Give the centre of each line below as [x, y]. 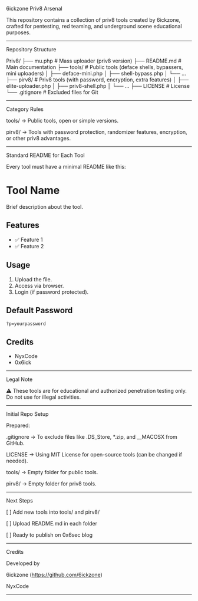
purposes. [19, 32]
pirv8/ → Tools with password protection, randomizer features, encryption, [97, 132]
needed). [17, 461]
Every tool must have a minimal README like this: [66, 167]
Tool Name [33, 191]
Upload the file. [33, 279]
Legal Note [19, 379]
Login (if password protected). [52, 292]
